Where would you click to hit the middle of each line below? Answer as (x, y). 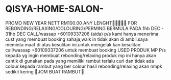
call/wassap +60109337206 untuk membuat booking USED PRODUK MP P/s (86, 50)
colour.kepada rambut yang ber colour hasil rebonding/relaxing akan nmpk (84, 66)
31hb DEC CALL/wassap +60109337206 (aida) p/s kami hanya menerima (82, 34)
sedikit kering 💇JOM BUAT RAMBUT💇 (45, 71)
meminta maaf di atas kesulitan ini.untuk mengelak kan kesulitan (73, 44)
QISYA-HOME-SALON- (54, 9)
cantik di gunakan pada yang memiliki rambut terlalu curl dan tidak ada (80, 61)
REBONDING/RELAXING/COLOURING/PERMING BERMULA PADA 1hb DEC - (84, 28)
